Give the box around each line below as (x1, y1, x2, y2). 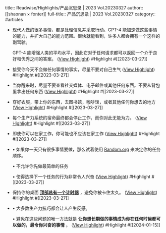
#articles (5, 17, 23, 22)
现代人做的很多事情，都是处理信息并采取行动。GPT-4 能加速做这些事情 (12, 27, 158, 33)
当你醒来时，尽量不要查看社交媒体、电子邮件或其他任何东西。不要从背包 (12, 82, 160, 88)
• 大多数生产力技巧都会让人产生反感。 (12, 205, 90, 211)
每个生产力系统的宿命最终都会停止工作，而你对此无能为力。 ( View (12, 115, 147, 120)
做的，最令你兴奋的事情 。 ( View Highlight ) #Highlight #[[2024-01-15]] (16, 222, 161, 228)
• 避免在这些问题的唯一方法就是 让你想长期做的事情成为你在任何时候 (12, 216, 152, 222)
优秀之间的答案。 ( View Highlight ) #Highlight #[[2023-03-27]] (21, 56, 148, 61)
